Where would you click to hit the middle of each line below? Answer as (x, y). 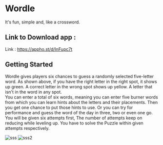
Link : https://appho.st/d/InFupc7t (39, 49)
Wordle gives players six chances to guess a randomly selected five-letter (80, 76)
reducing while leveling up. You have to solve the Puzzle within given (74, 123)
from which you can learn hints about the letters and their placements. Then (81, 102)
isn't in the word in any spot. (33, 92)
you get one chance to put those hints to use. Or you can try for (69, 107)
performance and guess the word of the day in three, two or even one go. (79, 112)
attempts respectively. (27, 128)
